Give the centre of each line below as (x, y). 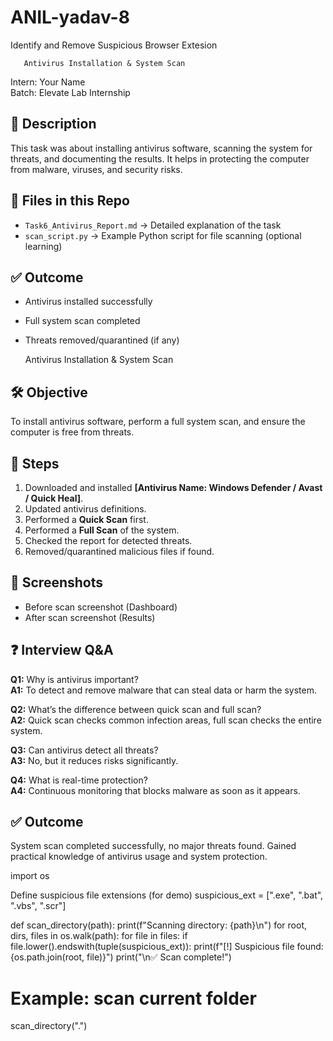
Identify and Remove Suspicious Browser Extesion (114, 45)
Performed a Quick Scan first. (86, 519)
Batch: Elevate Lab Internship (70, 92)
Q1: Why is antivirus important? (74, 679)
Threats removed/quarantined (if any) (102, 340)
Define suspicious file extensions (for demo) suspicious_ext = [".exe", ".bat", (167, 895)
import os (30, 876)
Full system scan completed (82, 321)
